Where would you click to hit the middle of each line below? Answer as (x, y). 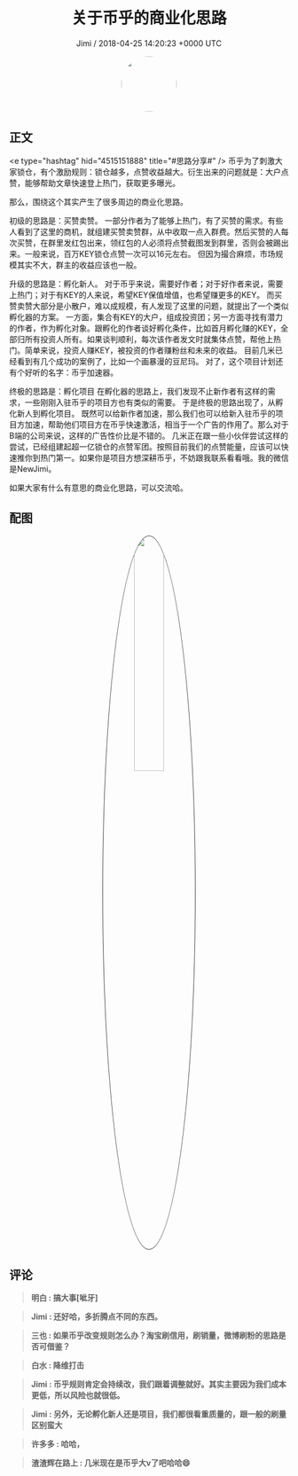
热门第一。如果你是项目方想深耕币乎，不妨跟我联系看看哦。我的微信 (164, 457)
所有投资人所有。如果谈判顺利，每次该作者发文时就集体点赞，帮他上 (149, 339)
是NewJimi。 (33, 469)
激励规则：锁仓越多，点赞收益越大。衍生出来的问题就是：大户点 (172, 172)
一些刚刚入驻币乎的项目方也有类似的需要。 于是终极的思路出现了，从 (150, 402)
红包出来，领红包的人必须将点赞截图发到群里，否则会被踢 (176, 242)
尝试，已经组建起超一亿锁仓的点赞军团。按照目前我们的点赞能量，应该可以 (145, 446)
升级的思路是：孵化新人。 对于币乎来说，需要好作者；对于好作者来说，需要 (146, 284)
